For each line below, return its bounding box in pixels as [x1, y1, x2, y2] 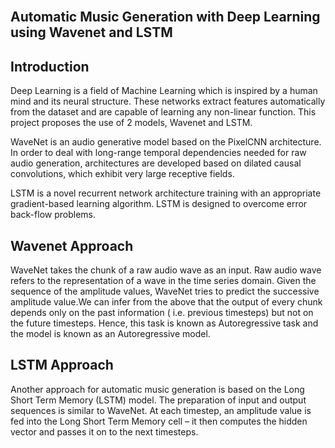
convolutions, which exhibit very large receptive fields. [10, 168, 235, 180]
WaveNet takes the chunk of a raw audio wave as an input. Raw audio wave [10, 264, 322, 276]
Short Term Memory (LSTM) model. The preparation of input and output [10, 394, 307, 406]
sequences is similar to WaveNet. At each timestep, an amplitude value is [10, 404, 312, 416]
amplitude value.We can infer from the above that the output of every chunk [10, 296, 323, 308]
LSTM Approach [10, 357, 114, 374]
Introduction [10, 58, 90, 75]
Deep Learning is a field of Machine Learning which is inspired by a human [10, 85, 318, 97]
